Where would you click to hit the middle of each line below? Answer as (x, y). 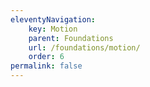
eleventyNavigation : (53, 19)
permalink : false (46, 66)
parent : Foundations (71, 38)
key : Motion (53, 29)
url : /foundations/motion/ (84, 47)
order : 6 (46, 57)
